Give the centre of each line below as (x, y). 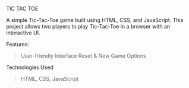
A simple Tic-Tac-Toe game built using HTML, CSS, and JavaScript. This (95, 20)
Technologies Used (30, 67)
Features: (18, 44)
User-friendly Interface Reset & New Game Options (84, 56)
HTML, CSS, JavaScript (50, 79)
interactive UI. (23, 33)
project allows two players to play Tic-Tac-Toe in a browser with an (88, 26)
